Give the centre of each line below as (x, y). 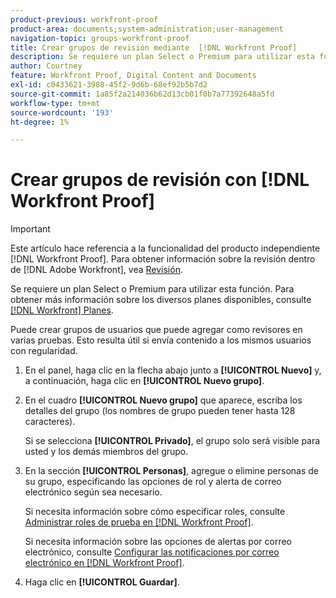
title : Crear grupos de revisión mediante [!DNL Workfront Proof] (154, 47)
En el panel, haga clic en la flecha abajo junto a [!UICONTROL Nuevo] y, (173, 370)
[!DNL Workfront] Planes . (62, 310)
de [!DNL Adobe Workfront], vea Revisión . (96, 270)
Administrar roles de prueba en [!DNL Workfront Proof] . (139, 522)
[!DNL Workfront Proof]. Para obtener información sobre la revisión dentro (163, 259)
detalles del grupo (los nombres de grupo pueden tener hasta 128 (160, 411)
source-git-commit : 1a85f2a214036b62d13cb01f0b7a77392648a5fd (142, 94)
